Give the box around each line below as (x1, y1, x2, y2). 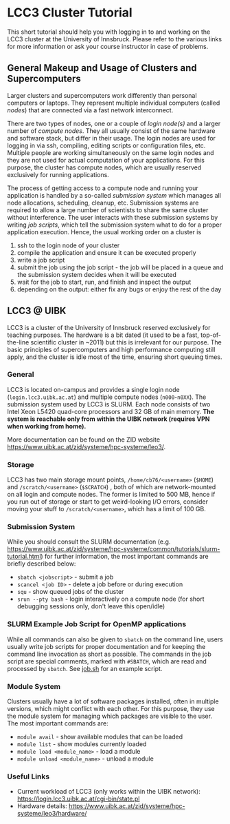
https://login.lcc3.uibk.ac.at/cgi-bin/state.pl (16, 794, 140, 803)
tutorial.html (7, 553, 41, 561)
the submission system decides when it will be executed (16, 270, 177, 278)
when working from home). (7, 422, 87, 430)
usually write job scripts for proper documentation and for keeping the (7, 642, 206, 650)
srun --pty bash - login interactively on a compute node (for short (16, 595, 205, 604)
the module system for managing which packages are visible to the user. (7, 712, 213, 721)
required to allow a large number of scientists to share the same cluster (7, 205, 209, 214)
